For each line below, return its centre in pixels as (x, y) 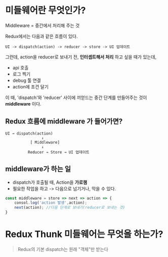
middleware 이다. (23, 104)
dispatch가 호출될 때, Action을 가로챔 (50, 182)
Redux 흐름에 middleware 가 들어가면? (64, 122)
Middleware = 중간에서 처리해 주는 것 (43, 25)
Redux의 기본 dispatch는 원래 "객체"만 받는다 (63, 249)
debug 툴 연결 (27, 80)
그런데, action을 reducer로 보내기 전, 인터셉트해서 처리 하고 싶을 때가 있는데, (81, 57)
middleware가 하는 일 (38, 169)
